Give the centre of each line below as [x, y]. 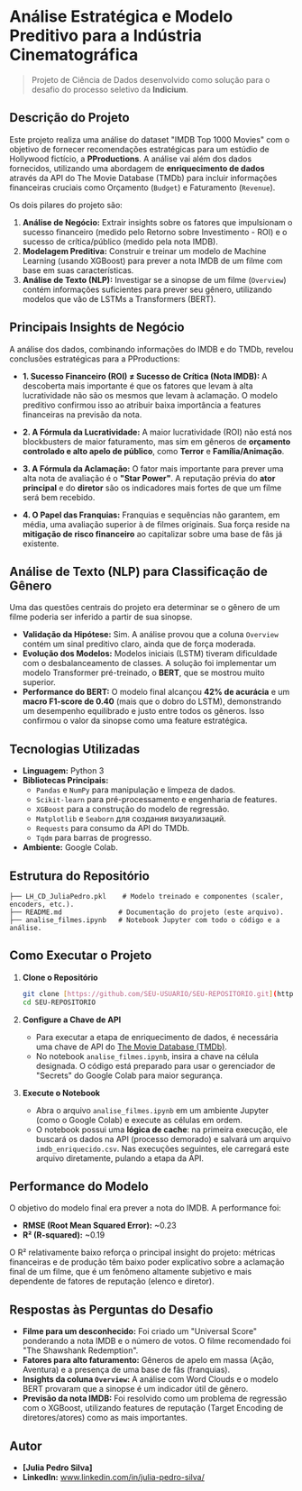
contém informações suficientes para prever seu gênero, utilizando [147, 289]
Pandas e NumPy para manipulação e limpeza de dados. [136, 790]
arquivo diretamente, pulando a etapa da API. [120, 1158]
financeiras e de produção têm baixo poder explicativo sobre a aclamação [147, 1262]
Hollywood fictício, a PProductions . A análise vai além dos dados [131, 159]
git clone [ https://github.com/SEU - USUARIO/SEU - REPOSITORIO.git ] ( [150, 993]
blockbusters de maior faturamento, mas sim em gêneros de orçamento [156, 441]
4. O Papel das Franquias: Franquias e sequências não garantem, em [151, 515]
